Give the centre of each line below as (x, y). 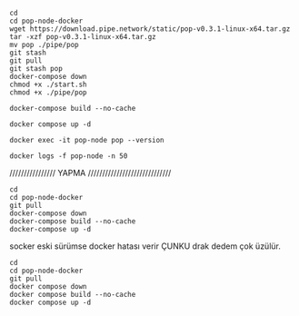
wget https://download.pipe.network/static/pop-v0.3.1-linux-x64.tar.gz (150, 29)
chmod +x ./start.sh (49, 84)
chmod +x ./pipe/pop (49, 93)
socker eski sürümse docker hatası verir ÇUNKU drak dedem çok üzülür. (145, 246)
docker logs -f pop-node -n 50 (69, 156)
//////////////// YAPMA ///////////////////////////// (90, 173)
